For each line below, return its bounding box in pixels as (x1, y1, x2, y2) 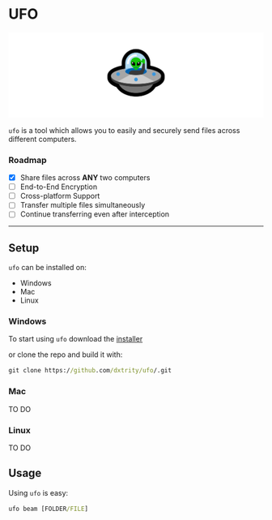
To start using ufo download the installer (8, 334, 143, 344)
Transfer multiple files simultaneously (19, 200, 146, 210)
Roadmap (8, 154, 47, 165)
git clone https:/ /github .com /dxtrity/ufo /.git (8, 367, 172, 375)
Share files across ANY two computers (19, 173, 151, 183)
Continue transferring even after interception (19, 209, 170, 219)
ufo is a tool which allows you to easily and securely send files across (8, 125, 240, 135)
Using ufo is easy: (8, 488, 69, 497)
